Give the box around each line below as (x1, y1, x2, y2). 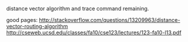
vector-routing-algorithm (6, 23, 68, 30)
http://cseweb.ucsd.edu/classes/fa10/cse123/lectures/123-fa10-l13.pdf (6, 29, 182, 36)
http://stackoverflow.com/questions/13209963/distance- (39, 17, 180, 23)
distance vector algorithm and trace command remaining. (6, 5, 149, 12)
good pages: (6, 17, 38, 23)
